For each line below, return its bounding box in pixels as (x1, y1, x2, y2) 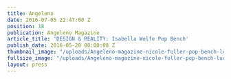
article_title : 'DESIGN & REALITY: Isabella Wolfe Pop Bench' (7, 36, 189, 43)
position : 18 (7, 23, 45, 30)
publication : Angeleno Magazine (7, 29, 100, 36)
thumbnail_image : (7, 49, 57, 56)
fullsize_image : (7, 55, 54, 62)
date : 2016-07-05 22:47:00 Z (7, 16, 91, 23)
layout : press (7, 61, 48, 68)
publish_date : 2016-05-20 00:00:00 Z (7, 42, 115, 49)
